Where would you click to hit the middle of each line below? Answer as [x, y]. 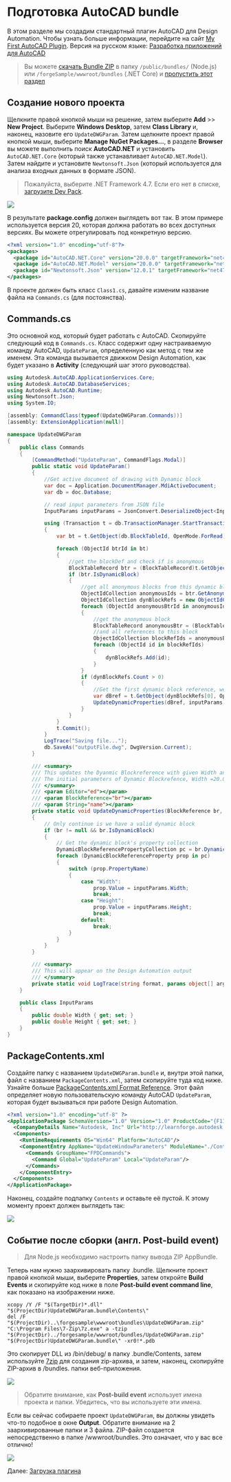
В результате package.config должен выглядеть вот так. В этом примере [115, 217]
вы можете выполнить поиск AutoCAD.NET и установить [91, 148]
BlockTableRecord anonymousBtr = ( [144, 626]
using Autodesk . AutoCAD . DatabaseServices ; [69, 384]
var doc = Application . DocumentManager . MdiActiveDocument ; [130, 486]
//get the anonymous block [132, 619]
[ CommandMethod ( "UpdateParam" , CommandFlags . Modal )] [109, 460]
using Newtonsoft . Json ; [41, 397]
